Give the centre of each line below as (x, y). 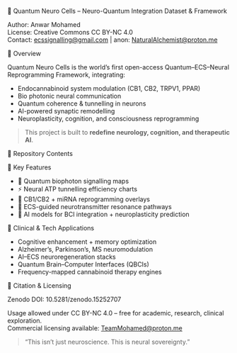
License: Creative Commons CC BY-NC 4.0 (70, 32)
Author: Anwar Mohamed (44, 24)
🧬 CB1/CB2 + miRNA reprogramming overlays (84, 199)
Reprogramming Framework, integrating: (67, 75)
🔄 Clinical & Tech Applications (51, 228)
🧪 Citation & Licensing (40, 286)
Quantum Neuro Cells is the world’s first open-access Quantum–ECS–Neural (118, 67)
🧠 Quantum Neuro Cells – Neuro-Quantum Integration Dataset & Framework (117, 11)
